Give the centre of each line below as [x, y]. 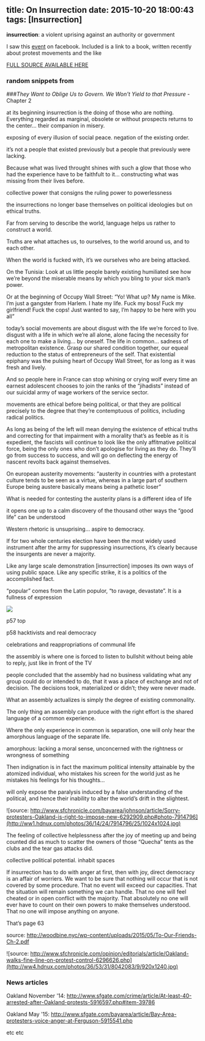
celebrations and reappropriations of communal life [71, 645]
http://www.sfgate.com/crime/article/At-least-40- [129, 996]
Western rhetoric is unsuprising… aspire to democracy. [76, 529]
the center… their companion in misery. [56, 126]
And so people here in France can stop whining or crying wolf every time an [102, 380]
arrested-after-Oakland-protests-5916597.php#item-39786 [81, 1002]
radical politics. [25, 418]
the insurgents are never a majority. [51, 554]
